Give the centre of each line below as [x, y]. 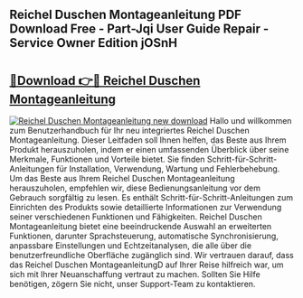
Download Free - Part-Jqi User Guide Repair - [139, 29]
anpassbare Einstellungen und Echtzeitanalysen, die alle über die [130, 246]
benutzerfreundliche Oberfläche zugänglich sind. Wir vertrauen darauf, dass [151, 255]
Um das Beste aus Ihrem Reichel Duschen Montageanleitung [122, 178]
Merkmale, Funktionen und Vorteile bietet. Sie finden [107, 159]
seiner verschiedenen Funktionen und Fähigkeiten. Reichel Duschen [136, 217]
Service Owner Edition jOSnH [94, 43]
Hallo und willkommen [251, 121]
